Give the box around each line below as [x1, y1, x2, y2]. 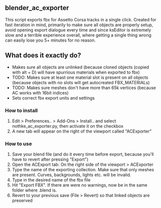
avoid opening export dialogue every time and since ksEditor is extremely [5, 27, 151, 33]
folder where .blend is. [12, 187, 57, 193]
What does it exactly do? [5, 51, 81, 59]
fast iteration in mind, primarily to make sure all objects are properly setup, [5, 22, 153, 28]
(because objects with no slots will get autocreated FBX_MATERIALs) [12, 79, 150, 85]
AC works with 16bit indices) [12, 89, 69, 96]
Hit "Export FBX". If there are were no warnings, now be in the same [12, 182, 147, 188]
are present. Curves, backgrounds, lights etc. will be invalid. [12, 172, 132, 178]
